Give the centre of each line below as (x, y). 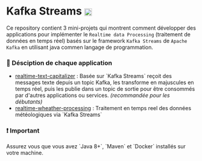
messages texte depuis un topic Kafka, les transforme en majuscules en (104, 82)
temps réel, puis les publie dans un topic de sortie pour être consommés (105, 89)
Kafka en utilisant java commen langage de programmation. (80, 47)
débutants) (29, 102)
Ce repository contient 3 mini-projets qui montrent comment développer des (101, 28)
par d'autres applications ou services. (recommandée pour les (92, 96)
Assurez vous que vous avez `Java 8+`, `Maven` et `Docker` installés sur (96, 146)
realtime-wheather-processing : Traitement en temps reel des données (103, 108)
